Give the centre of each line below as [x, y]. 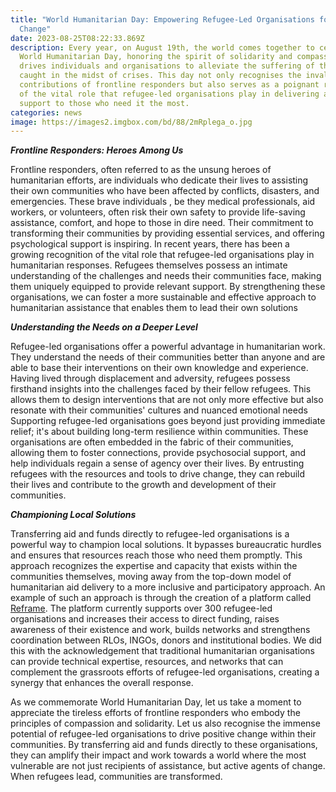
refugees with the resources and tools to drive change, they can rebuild [158, 474]
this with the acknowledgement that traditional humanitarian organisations [162, 651]
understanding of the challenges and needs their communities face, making [166, 276]
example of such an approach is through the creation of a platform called [161, 598]
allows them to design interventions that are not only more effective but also [167, 400]
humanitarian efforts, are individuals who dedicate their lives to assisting [159, 180]
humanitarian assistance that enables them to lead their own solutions [154, 308]
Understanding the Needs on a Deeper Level [104, 327]
